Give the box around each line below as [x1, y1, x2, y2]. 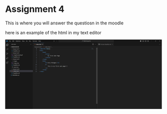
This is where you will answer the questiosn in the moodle [5, 20, 124, 26]
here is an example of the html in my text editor [5, 29, 102, 35]
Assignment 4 [5, 3, 65, 15]
